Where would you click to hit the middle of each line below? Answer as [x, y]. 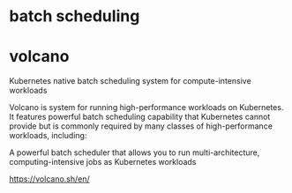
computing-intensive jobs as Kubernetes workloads [103, 162]
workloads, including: [48, 136]
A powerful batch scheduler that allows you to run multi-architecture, [135, 152]
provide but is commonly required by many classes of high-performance [141, 126]
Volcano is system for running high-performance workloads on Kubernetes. [146, 108]
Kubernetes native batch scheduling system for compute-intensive [130, 81]
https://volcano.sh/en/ [49, 179]
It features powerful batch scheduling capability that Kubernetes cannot [140, 117]
